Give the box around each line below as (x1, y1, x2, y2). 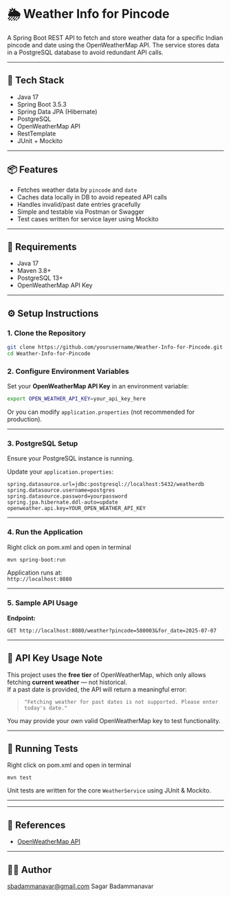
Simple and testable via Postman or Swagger (16, 208, 144, 216)
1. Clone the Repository (7, 328, 86, 337)
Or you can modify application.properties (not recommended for (7, 408, 195, 416)
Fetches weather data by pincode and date (16, 186, 137, 194)
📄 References (7, 819, 66, 831)
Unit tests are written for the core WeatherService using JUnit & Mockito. (7, 786, 212, 795)
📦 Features (7, 164, 58, 176)
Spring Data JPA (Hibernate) (16, 107, 98, 115)
